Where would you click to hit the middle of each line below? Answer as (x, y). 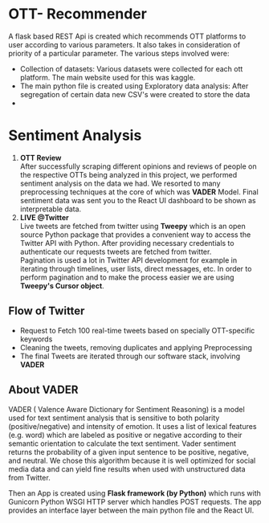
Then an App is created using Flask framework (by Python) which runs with (134, 493)
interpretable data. (51, 209)
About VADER (43, 390)
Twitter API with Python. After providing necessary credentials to (127, 243)
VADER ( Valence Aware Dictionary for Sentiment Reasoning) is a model (126, 409)
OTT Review (41, 157)
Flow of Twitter (47, 311)
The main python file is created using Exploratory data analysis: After (134, 86)
